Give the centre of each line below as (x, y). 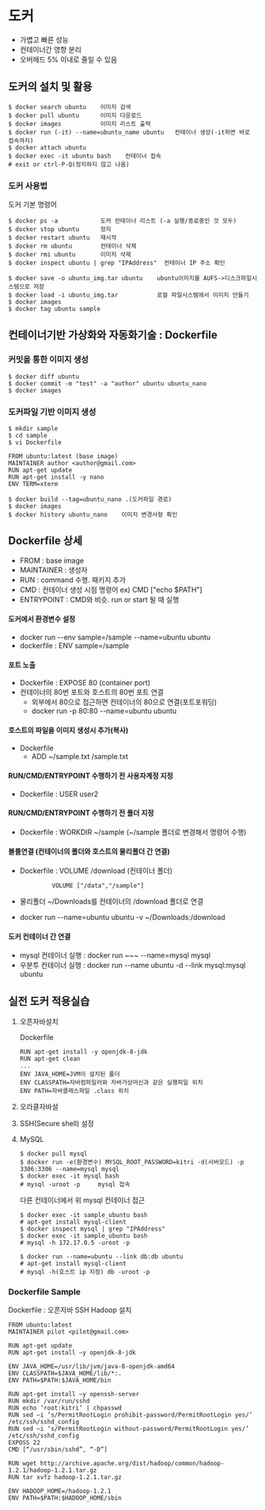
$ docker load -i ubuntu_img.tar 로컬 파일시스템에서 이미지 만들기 (129, 295)
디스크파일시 (241, 279)
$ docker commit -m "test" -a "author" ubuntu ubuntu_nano (108, 383)
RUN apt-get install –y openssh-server (74, 1394)
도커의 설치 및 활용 (50, 87)
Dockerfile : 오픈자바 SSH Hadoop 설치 (70, 1310)
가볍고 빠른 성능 (44, 40)
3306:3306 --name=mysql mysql (70, 1169)
